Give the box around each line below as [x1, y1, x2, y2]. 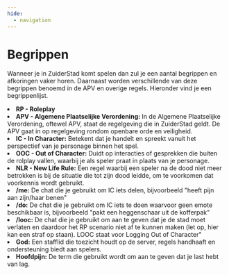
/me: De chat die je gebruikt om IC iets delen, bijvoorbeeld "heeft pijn [16, 186, 214, 194]
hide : [7, 10, 23, 17]
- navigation [13, 17, 51, 24]
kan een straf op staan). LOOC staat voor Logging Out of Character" [7, 231, 203, 239]
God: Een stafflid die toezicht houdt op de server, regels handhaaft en [16, 237, 216, 247]
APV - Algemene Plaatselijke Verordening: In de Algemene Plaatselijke [16, 112, 221, 121]
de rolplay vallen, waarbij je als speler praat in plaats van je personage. [7, 157, 210, 165]
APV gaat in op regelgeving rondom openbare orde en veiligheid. [7, 127, 193, 135]
